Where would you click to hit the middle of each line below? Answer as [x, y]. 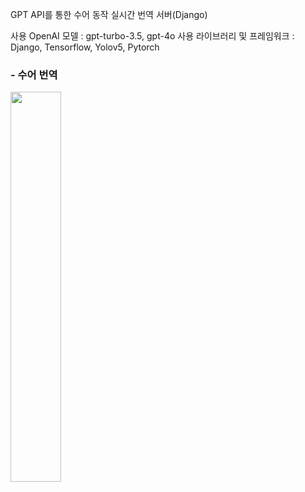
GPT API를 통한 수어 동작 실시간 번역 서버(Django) [109, 14]
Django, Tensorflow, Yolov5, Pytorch [85, 47]
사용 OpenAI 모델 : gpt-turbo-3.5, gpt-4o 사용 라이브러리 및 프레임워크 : [152, 36]
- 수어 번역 [34, 75]
